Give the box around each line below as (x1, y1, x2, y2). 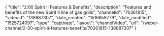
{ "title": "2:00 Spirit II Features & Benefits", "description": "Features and (5, 4, 152, 10)
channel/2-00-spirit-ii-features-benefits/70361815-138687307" (5, 25, 134, 31)
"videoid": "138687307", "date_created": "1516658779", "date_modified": (5, 15, 153, 20)
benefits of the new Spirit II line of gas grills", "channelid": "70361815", (5, 9, 148, 15)
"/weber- (140, 20, 159, 26)
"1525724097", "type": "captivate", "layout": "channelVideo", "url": (5, 20, 140, 26)
